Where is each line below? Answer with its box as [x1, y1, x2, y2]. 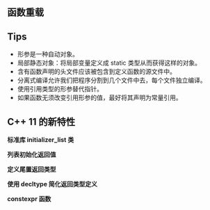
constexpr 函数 [7, 195, 51, 203]
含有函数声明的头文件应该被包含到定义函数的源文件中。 [17, 67, 176, 76]
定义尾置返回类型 [7, 165, 56, 174]
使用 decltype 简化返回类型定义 [7, 180, 98, 188]
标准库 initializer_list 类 [7, 136, 74, 144]
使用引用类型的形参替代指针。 [17, 85, 103, 93]
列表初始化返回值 [7, 150, 56, 159]
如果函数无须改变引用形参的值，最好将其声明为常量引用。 [17, 93, 182, 102]
